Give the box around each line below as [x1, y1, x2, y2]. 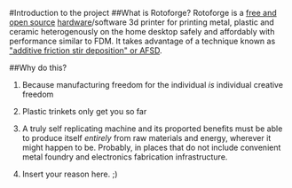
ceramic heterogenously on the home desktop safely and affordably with [9, 27, 275, 36]
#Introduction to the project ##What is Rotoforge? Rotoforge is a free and [9, 8, 277, 18]
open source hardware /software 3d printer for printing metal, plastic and [9, 17, 275, 27]
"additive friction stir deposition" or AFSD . [9, 45, 162, 56]
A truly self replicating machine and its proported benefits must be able [21, 123, 283, 134]
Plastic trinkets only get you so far [21, 106, 147, 116]
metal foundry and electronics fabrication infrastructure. [21, 152, 228, 162]
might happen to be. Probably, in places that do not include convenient [21, 142, 281, 153]
